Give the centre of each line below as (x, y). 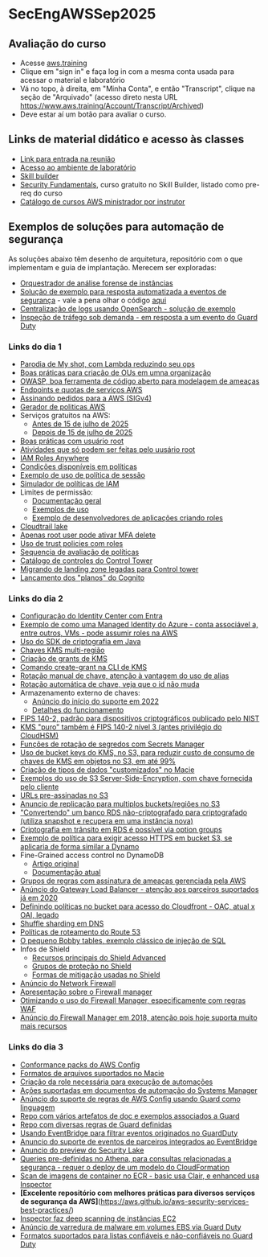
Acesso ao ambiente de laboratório (78, 167)
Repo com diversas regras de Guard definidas (96, 1124)
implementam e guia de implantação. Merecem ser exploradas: (112, 267)
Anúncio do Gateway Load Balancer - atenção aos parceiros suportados (139, 889)
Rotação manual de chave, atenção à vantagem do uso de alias (124, 676)
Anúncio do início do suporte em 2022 (95, 701)
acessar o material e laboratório (73, 80)
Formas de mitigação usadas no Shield (96, 975)
